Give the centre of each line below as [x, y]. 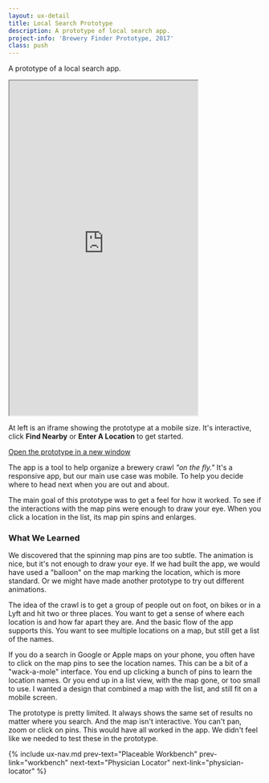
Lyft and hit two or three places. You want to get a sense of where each [126, 614]
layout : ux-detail [39, 16]
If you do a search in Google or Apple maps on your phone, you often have [132, 655]
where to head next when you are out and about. [89, 485]
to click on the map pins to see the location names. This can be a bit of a [128, 663]
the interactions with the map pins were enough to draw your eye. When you [135, 509]
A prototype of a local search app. [65, 68]
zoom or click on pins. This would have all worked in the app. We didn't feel [133, 730]
